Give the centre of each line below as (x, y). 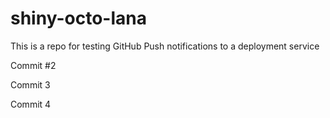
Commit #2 (33, 65)
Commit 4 (31, 104)
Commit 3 (30, 84)
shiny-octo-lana (78, 18)
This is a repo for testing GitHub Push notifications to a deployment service (165, 46)
